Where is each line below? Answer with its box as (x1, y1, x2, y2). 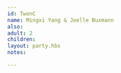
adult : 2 (7, 29, 33, 37)
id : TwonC (7, 10, 36, 17)
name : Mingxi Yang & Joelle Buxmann (7, 17, 114, 24)
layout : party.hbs (7, 42, 61, 49)
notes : (7, 49, 27, 56)
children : (7, 36, 36, 43)
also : (7, 23, 23, 30)
